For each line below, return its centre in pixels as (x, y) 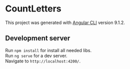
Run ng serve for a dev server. (36, 55)
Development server (38, 38)
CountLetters (33, 9)
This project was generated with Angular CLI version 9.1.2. (65, 22)
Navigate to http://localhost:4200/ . (43, 61)
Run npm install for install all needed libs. (48, 50)
